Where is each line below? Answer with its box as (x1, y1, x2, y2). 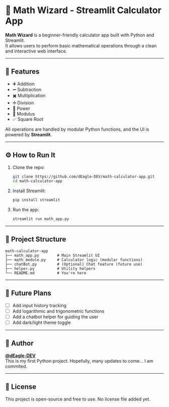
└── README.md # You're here (5, 270, 87, 275)
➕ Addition (12, 81, 35, 87)
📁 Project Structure (5, 235, 66, 244)
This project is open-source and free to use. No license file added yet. (5, 396, 151, 402)
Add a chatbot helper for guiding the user (12, 314, 99, 320)
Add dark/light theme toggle (12, 319, 71, 325)
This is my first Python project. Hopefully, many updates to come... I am (5, 358, 153, 364)
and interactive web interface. (5, 48, 67, 54)
